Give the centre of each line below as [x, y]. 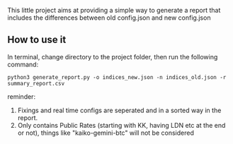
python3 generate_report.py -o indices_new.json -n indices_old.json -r [117, 77]
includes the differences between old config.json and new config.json [109, 18]
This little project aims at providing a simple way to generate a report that [114, 10]
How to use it [37, 40]
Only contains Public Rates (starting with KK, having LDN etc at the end [121, 125]
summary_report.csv [36, 83]
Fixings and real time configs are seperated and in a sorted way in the [119, 110]
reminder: [22, 96]
